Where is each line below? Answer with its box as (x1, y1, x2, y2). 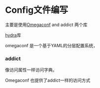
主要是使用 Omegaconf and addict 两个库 (5, 22, 88, 28)
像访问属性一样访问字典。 (5, 67, 57, 73)
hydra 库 (5, 32, 21, 38)
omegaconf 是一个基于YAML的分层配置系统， (5, 42, 98, 48)
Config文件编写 (5, 4, 68, 16)
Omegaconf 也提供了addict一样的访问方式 (5, 77, 91, 84)
